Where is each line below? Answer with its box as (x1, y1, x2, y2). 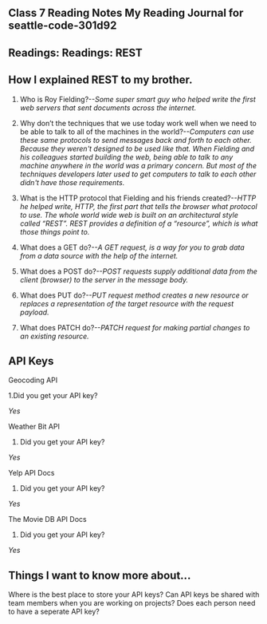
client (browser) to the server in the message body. (19, 274, 189, 284)
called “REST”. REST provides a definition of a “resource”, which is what (19, 219, 258, 228)
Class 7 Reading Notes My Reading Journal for (8, 6, 244, 20)
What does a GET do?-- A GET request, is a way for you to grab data (19, 243, 245, 252)
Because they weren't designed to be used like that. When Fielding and (19, 144, 255, 153)
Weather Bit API (8, 422, 60, 432)
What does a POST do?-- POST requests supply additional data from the (19, 267, 257, 276)
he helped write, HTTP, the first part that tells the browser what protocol (19, 201, 257, 211)
